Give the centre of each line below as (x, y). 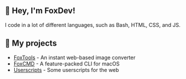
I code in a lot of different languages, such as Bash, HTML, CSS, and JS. (93, 25)
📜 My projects (31, 44)
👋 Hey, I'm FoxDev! (40, 11)
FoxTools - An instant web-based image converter (74, 57)
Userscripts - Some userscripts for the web (66, 70)
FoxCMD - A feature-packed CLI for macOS (66, 63)
